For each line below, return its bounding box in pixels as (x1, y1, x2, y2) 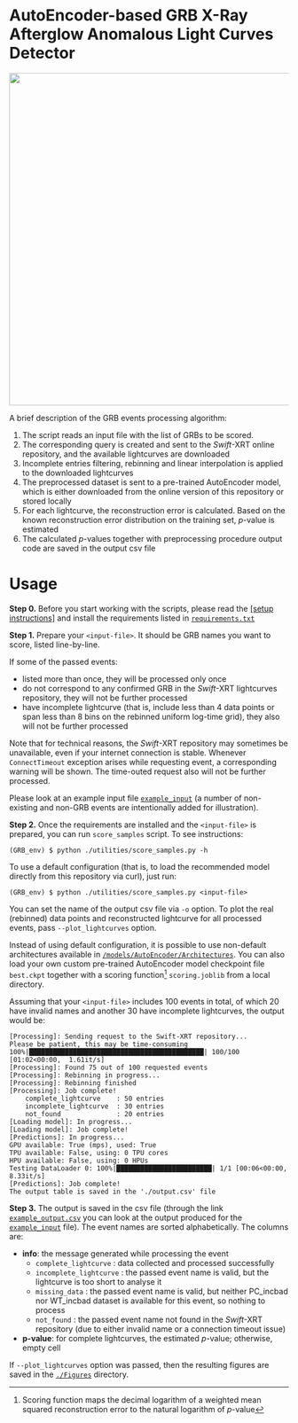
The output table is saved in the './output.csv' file (9, 1187, 216, 1196)
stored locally (21, 496, 73, 506)
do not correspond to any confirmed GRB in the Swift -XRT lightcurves (21, 683, 278, 693)
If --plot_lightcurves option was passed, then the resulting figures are (9, 1359, 270, 1370)
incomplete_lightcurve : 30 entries (25, 1101, 165, 1111)
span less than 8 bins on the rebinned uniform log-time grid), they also (21, 711, 280, 722)
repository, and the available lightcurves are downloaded (21, 449, 231, 459)
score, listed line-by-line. (9, 639, 100, 650)
